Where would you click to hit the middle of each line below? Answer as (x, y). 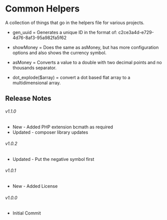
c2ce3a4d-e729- (136, 32)
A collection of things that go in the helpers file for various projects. (75, 23)
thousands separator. (34, 68)
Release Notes (28, 98)
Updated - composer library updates (50, 132)
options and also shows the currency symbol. (59, 53)
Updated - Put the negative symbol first (53, 159)
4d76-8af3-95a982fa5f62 (39, 38)
